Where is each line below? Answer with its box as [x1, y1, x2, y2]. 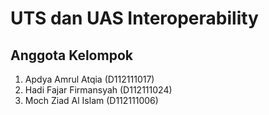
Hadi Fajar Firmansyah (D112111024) [24, 84, 173, 96]
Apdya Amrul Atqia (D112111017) [24, 73, 155, 85]
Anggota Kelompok [10, 47, 133, 64]
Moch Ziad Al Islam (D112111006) [24, 95, 159, 106]
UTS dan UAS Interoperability [10, 7, 259, 30]
